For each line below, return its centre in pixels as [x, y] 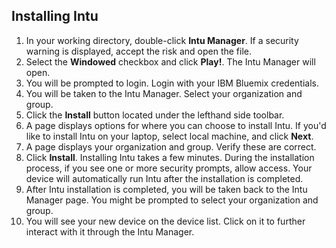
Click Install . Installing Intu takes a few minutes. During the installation [170, 157]
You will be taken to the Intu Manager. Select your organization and [164, 93]
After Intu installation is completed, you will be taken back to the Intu [166, 189]
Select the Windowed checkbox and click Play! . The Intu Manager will [170, 61]
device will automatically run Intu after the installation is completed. [164, 178]
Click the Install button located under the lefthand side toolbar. [155, 115]
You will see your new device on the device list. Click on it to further [165, 221]
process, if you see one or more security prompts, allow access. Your [169, 168]
